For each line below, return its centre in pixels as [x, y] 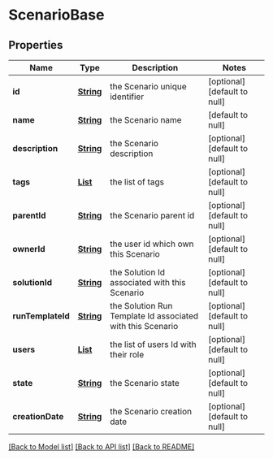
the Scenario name [145, 120]
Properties [36, 45]
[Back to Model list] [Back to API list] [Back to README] [102, 447]
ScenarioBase [56, 15]
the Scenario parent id [152, 215]
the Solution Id [137, 272]
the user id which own [152, 244]
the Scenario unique [148, 87]
